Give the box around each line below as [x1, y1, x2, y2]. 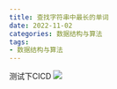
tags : [9, 37, 29, 47]
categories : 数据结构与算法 [9, 29, 103, 38]
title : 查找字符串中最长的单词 [9, 12, 109, 22]
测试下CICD [9, 71, 52, 82]
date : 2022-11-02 [9, 21, 73, 30]
